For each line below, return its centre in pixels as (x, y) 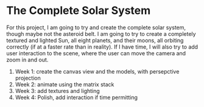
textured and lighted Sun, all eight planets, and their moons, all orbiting (95, 40)
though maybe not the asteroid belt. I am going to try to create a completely (101, 33)
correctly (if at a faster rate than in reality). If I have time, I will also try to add (102, 47)
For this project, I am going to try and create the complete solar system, (96, 27)
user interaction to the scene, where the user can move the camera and (96, 53)
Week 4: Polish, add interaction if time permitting (76, 97)
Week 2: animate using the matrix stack (65, 84)
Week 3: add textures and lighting (58, 91)
